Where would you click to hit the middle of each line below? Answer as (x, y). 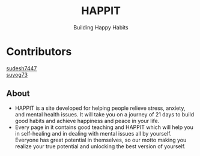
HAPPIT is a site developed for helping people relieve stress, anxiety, (100, 108)
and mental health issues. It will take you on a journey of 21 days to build (105, 114)
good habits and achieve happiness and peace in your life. (87, 121)
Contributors (39, 52)
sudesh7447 (22, 68)
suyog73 (17, 74)
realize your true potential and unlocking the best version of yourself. (100, 146)
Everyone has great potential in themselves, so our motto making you (101, 140)
